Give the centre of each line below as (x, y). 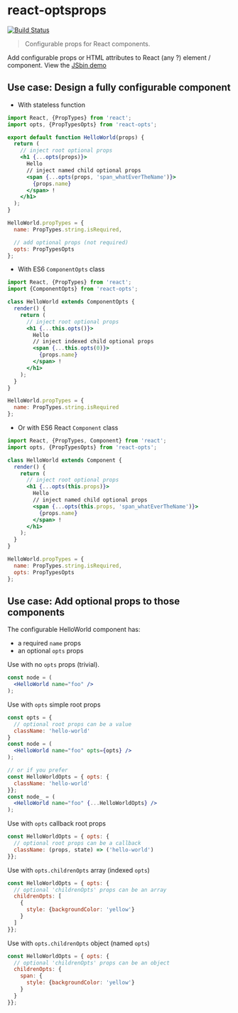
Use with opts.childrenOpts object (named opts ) (79, 943)
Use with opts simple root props (54, 705)
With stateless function (51, 105)
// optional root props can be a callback (77, 843)
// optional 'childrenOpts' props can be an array (90, 890)
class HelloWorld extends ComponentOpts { (71, 302)
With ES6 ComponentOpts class (61, 269)
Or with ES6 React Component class (68, 427)
